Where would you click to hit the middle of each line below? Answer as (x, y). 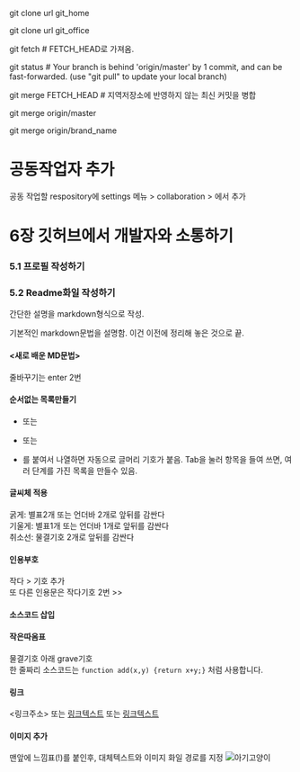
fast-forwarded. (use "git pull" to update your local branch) (118, 76)
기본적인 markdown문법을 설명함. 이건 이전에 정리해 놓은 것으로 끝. (127, 333)
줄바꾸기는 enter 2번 (46, 377)
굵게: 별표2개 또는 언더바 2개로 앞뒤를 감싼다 (87, 514)
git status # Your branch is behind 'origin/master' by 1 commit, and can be (146, 67)
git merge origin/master (53, 113)
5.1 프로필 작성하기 (47, 266)
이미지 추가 (28, 736)
